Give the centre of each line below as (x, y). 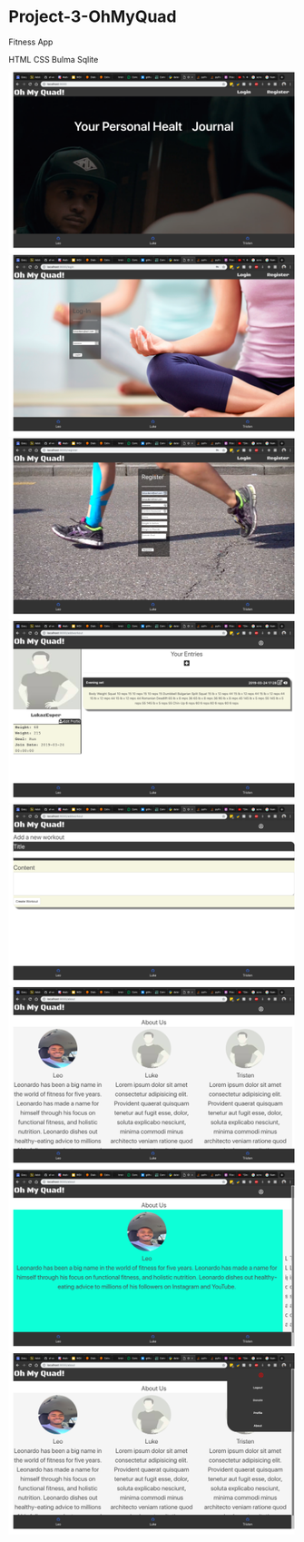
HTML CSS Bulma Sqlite (54, 59)
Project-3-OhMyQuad (93, 17)
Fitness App (31, 42)
